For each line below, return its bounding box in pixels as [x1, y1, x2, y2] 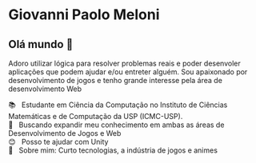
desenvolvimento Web [8, 84, 82, 93]
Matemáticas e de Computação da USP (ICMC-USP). [8, 112, 183, 121]
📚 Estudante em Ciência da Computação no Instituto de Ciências [8, 100, 228, 109]
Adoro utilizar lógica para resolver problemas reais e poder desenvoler [8, 58, 242, 68]
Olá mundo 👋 [8, 38, 74, 51]
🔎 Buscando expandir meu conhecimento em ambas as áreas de [8, 120, 225, 129]
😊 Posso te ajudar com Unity [8, 137, 109, 146]
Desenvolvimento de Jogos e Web [8, 129, 122, 137]
